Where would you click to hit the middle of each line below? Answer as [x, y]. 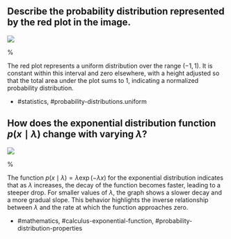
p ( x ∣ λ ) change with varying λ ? [77, 134]
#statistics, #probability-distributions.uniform [82, 101]
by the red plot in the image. [69, 23]
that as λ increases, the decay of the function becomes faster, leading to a [114, 185]
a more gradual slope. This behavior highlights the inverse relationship [108, 200]
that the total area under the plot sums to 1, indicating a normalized [103, 80]
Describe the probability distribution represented [116, 11]
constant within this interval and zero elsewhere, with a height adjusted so [113, 73]
